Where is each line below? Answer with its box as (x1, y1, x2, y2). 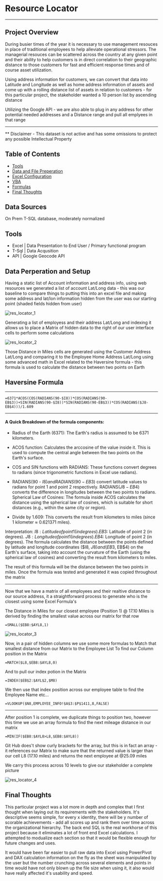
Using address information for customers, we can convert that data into (5, 76, 148, 82)
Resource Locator (5, 3, 79, 14)
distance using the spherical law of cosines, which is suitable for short (12, 499, 153, 506)
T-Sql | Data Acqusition (12, 248, 59, 254)
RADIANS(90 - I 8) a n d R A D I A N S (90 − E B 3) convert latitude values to (12, 479, 147, 485)
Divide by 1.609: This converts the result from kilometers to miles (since (12, 514, 156, 520)
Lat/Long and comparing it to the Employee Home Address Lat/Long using (5, 354, 154, 360)
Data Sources (5, 203, 47, 211)
